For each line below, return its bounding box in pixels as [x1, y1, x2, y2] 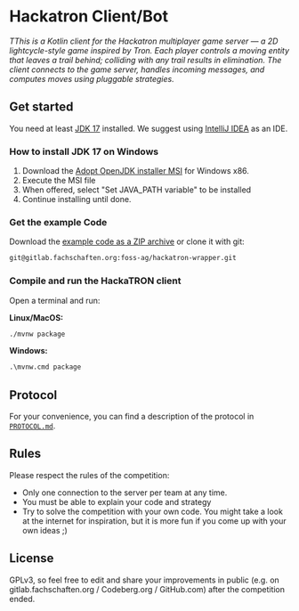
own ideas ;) [21, 525, 69, 535]
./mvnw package [9, 330, 66, 338]
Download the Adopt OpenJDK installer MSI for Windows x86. [21, 166, 249, 176]
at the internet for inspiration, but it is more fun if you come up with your [21, 515, 287, 526]
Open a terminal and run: [9, 295, 101, 305]
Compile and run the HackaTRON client [9, 274, 182, 287]
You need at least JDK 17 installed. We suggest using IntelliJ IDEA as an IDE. [9, 123, 288, 134]
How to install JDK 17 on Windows [9, 145, 158, 158]
